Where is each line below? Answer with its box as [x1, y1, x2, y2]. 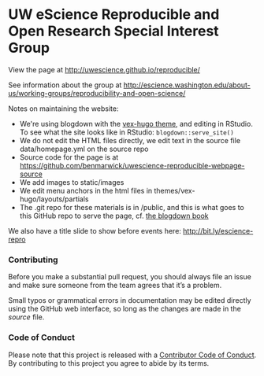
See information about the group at [8, 80, 122, 90]
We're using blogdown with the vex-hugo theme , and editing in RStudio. [19, 119, 254, 128]
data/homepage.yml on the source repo [19, 144, 149, 153]
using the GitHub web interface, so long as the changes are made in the [8, 304, 242, 314]
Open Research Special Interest [8, 22, 219, 40]
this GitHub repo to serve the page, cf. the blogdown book [19, 211, 209, 220]
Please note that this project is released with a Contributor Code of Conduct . [8, 350, 257, 359]
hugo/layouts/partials [19, 194, 89, 204]
